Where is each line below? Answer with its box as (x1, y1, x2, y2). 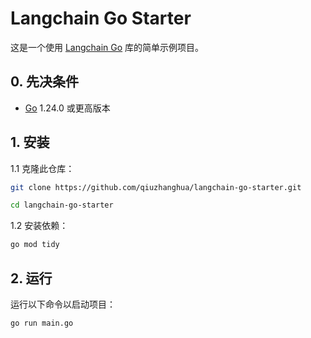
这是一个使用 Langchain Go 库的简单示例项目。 (10, 41, 205, 53)
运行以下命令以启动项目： (10, 298, 116, 310)
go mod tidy (10, 240, 60, 250)
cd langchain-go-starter (10, 200, 114, 211)
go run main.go (10, 318, 74, 328)
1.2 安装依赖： (10, 220, 69, 232)
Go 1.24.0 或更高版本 (24, 102, 111, 114)
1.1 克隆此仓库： (10, 162, 75, 174)
